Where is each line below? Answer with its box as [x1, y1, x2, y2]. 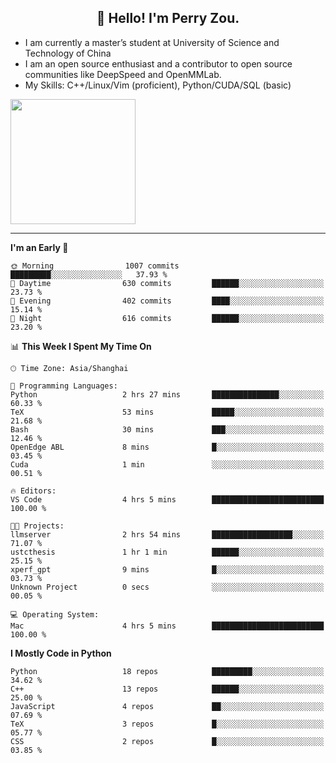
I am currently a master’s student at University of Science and [24, 36, 280, 48]
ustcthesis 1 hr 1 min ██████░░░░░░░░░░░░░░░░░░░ [10, 547, 325, 557]
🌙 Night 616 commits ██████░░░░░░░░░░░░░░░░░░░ [10, 313, 325, 323]
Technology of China [24, 47, 112, 59]
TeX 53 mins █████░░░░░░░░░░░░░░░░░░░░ [10, 407, 325, 417]
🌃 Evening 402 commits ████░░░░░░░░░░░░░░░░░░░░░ [10, 296, 325, 306]
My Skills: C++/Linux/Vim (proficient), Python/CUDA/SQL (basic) [24, 79, 292, 91]
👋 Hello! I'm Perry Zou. [96, 10, 240, 27]
